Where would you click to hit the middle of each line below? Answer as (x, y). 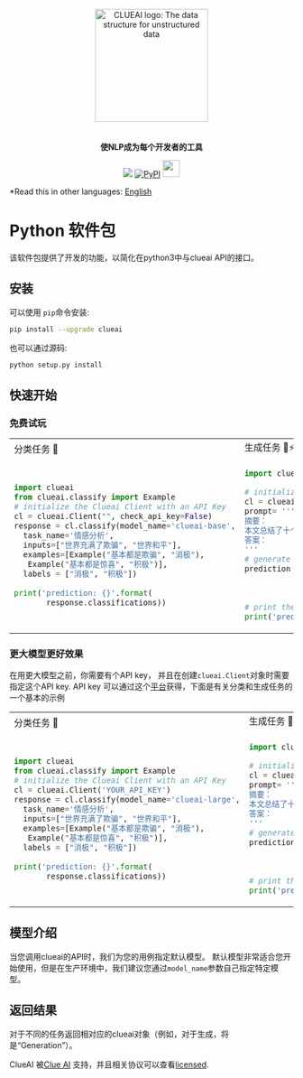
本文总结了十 (267, 530)
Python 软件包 (63, 231)
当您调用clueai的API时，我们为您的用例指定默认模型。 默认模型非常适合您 (147, 956)
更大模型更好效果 (46, 654)
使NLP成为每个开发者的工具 (151, 147)
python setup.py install (56, 365)
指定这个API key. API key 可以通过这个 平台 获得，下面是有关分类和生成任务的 (151, 687)
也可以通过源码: (38, 348)
